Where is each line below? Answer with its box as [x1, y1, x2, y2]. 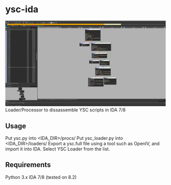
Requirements [5, 161, 51, 169]
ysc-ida [5, 4, 39, 15]
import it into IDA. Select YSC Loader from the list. [5, 146, 110, 152]
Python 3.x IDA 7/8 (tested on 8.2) [5, 174, 77, 180]
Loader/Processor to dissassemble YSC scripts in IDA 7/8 [5, 107, 126, 113]
